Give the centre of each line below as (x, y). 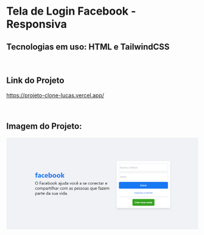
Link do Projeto (35, 81)
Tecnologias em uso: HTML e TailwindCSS (88, 47)
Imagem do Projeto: (44, 126)
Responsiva (37, 24)
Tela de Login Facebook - (71, 11)
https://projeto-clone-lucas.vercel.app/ (55, 95)
